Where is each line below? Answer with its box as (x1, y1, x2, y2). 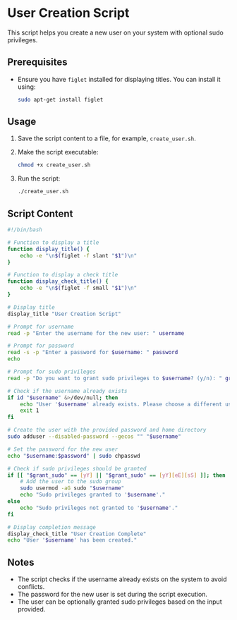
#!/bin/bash (7, 226, 42, 233)
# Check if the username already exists (7, 387, 128, 394)
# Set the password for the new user (7, 446, 119, 453)
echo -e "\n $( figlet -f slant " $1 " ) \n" (20, 252, 138, 259)
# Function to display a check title (7, 272, 119, 279)
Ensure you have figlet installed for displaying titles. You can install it (17, 75, 221, 83)
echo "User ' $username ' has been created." (7, 537, 138, 544)
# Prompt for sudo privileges (7, 368, 97, 375)
